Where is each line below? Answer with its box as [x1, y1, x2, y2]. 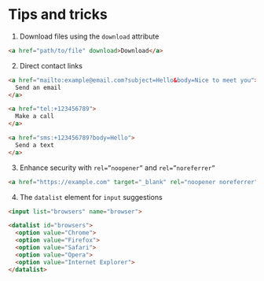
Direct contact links [19, 61, 82, 70]
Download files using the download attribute [19, 31, 159, 41]
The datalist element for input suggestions [19, 192, 163, 202]
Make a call [15, 113, 55, 120]
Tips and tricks [8, 6, 108, 24]
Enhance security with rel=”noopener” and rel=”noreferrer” [19, 163, 216, 172]
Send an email [15, 83, 61, 91]
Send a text [15, 141, 55, 149]
